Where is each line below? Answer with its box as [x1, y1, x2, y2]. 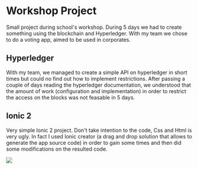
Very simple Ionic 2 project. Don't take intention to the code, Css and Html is [6, 127, 192, 134]
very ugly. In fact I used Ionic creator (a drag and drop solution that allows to [6, 132, 192, 140]
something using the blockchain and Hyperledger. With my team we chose [6, 29, 188, 37]
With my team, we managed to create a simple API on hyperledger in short [6, 69, 187, 76]
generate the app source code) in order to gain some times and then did [6, 139, 182, 146]
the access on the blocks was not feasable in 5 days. [6, 94, 135, 101]
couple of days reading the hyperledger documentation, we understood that [6, 81, 191, 88]
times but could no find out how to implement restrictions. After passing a [6, 75, 185, 82]
